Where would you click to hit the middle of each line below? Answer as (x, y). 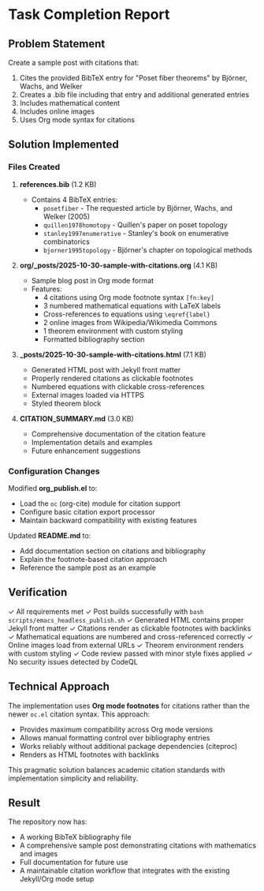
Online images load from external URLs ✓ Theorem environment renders (126, 645)
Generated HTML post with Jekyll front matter (106, 369)
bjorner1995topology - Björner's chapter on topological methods (148, 249)
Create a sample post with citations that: (74, 62)
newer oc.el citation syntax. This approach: (79, 714)
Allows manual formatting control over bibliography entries (115, 738)
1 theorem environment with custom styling (113, 331)
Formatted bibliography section (94, 339)
